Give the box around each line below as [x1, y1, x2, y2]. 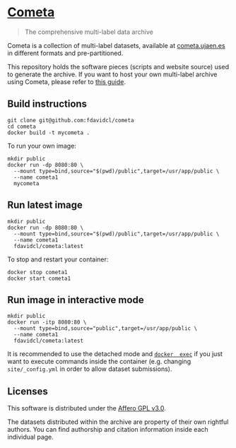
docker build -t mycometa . [7, 129, 90, 136]
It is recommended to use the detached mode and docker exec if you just [7, 350, 223, 358]
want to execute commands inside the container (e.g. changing [7, 358, 191, 366]
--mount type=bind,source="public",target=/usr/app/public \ [13, 325, 198, 332]
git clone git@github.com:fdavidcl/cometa [7, 117, 134, 124]
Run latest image [7, 199, 83, 211]
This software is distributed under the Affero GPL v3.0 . [7, 404, 166, 413]
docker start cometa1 [7, 275, 71, 282]
